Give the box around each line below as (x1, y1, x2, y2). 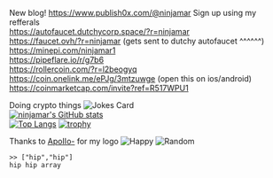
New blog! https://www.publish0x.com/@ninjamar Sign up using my (9, 8, 257, 18)
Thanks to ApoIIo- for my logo (9, 136, 120, 146)
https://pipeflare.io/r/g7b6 (9, 55, 105, 65)
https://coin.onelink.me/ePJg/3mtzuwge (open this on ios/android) (9, 74, 253, 83)
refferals (9, 17, 40, 27)
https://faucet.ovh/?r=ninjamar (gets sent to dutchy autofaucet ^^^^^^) (9, 35, 265, 46)
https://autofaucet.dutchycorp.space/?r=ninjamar (9, 27, 191, 36)
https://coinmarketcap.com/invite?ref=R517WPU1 (9, 83, 189, 93)
